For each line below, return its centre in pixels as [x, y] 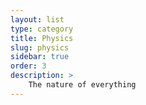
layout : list [37, 19]
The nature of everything [82, 85]
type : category [42, 29]
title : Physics [42, 38]
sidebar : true [40, 57]
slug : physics [40, 47]
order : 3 [28, 66]
